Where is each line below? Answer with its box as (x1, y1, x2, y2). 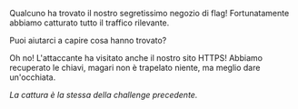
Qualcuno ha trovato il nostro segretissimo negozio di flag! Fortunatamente (9, 8, 290, 18)
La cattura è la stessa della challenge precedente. (9, 90, 198, 100)
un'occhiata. (9, 72, 56, 83)
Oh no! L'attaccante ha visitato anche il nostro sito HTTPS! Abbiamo (9, 53, 263, 63)
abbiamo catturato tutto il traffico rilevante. (9, 17, 170, 28)
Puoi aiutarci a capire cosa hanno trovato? (9, 35, 167, 45)
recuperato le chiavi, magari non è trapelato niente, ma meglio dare (9, 63, 261, 73)
